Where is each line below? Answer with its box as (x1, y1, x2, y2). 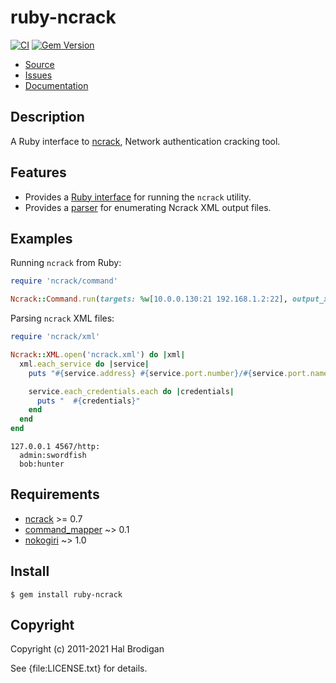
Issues (24, 69, 53, 81)
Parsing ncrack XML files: (10, 312, 115, 325)
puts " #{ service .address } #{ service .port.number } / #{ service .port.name (28, 368, 329, 378)
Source (24, 58, 55, 70)
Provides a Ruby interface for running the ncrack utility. (24, 191, 252, 203)
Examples (10, 230, 73, 247)
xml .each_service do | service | (19, 359, 150, 369)
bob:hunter (19, 459, 65, 469)
